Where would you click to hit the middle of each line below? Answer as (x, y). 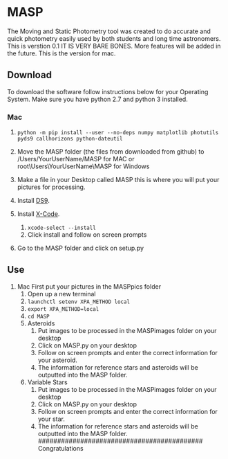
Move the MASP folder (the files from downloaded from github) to (111, 152)
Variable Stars (47, 382)
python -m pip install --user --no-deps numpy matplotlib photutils (118, 133)
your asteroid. (58, 360)
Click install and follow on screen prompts (87, 235)
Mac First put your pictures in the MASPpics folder (89, 286)
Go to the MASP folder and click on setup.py (80, 248)
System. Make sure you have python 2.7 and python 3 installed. (97, 99)
